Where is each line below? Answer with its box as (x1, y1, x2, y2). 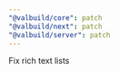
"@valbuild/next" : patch (8, 22, 103, 31)
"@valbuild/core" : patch (8, 13, 103, 23)
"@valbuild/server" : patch (8, 30, 111, 39)
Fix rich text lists (8, 56, 70, 67)
